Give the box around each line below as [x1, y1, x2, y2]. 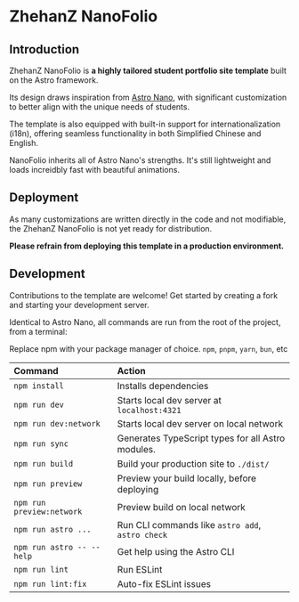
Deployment [9, 190, 79, 206]
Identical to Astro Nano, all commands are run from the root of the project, [9, 316, 281, 327]
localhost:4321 [117, 405, 182, 415]
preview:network [13, 506, 83, 517]
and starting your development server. [9, 299, 149, 310]
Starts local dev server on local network [117, 417, 284, 429]
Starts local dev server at [117, 394, 222, 406]
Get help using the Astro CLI [117, 545, 235, 557]
